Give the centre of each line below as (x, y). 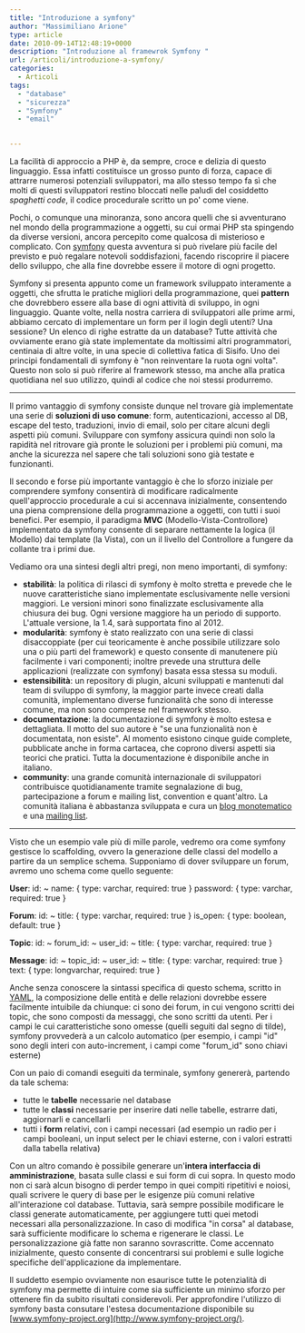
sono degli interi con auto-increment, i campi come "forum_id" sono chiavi (148, 1046)
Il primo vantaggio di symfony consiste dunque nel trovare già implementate (151, 406)
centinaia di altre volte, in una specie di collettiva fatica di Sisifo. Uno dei (144, 351)
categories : (32, 69)
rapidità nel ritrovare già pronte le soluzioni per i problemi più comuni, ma (146, 444)
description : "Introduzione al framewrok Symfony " (109, 52)
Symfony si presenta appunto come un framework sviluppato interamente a (151, 283)
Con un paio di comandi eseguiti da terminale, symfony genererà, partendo (150, 1073)
